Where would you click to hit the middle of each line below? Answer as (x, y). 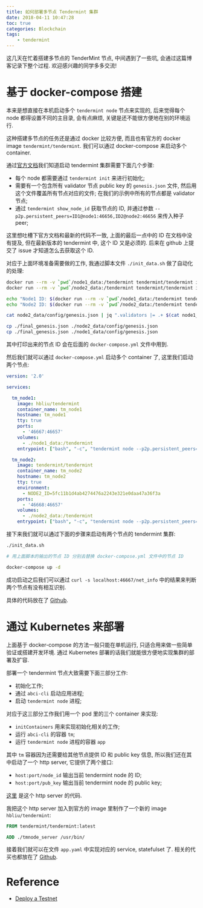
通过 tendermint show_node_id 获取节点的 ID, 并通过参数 (84, 208)
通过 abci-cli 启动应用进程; (50, 693)
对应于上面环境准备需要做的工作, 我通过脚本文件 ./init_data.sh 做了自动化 (100, 263)
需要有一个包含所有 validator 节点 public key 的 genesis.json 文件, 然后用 (106, 185)
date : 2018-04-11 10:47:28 (40, 18)
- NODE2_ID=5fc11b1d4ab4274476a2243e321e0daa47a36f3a (92, 493)
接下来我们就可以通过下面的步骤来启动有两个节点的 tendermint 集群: (91, 534)
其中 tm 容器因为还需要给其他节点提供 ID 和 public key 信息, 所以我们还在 (97, 754)
